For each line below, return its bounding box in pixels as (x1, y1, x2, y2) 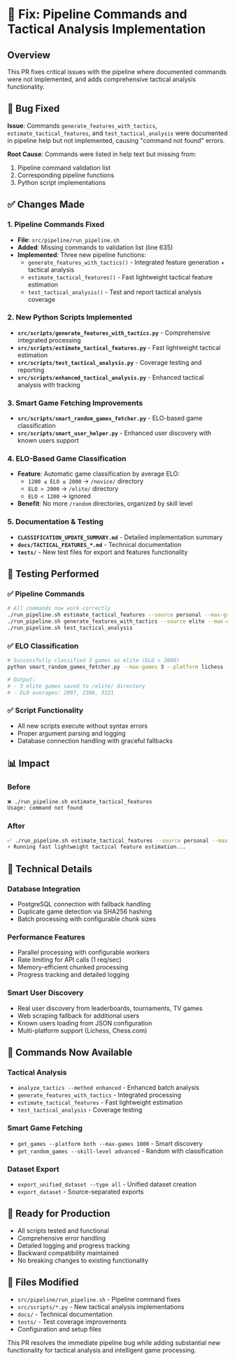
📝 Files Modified (7, 1276, 79, 1288)
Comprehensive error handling (17, 1234, 106, 1242)
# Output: (7, 676, 36, 683)
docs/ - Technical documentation (17, 1310, 113, 1318)
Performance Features (7, 932, 85, 941)
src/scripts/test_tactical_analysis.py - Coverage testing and (17, 358, 202, 366)
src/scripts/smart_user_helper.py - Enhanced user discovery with (17, 429, 212, 437)
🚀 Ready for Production (7, 1208, 111, 1220)
